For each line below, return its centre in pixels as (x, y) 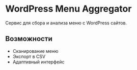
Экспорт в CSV (29, 56)
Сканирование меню (35, 51)
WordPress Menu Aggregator (68, 9)
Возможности (29, 39)
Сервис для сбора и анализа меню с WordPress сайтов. (66, 23)
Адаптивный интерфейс (38, 62)
